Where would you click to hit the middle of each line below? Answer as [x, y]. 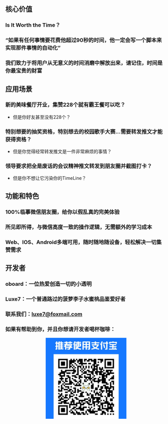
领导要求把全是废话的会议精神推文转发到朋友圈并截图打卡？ [79, 166]
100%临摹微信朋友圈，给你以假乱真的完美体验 [62, 212]
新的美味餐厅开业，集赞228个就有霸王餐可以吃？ [65, 105]
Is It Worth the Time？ [33, 25]
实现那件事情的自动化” [33, 48]
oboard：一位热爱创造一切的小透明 [49, 284]
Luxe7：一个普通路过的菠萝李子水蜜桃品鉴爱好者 [66, 299]
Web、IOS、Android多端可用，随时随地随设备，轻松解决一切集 [83, 242]
